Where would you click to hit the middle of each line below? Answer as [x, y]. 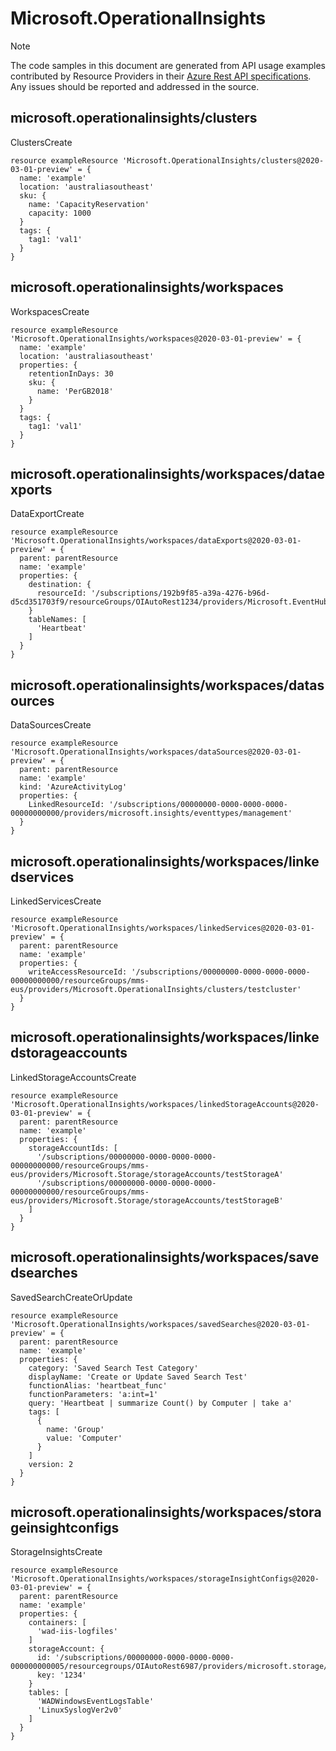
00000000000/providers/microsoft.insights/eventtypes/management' [151, 813]
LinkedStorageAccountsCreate [73, 1077]
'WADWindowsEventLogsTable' [95, 1702]
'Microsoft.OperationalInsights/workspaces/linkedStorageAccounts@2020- [165, 1104]
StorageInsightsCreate [56, 1552]
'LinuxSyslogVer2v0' [79, 1710]
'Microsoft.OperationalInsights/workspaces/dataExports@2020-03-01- [156, 541]
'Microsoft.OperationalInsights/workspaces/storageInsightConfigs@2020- [165, 1579]
